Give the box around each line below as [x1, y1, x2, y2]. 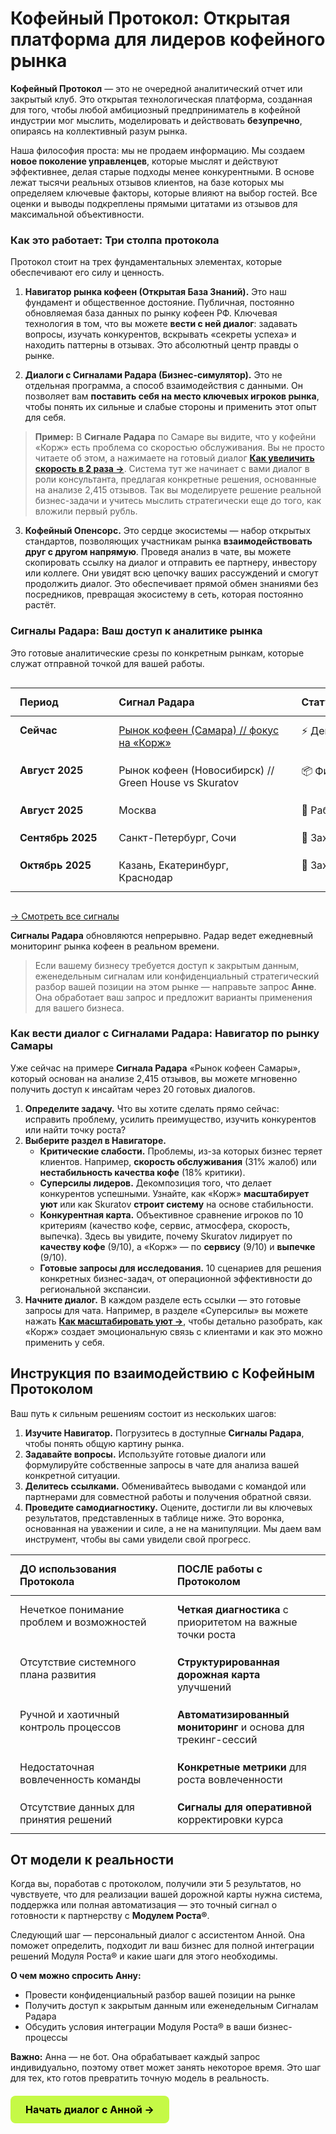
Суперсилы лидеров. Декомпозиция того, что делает [39, 1177, 272, 1189]
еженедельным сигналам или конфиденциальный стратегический [34, 970, 320, 982]
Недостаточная [19, 1760, 95, 1774]
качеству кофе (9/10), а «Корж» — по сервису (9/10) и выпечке [39, 1240, 316, 1252]
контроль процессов [19, 1720, 122, 1734]
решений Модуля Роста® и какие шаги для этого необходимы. [10, 1950, 278, 1962]
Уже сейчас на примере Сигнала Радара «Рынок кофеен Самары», [10, 1062, 301, 1074]
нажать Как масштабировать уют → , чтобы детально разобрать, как [24, 1315, 323, 1327]
